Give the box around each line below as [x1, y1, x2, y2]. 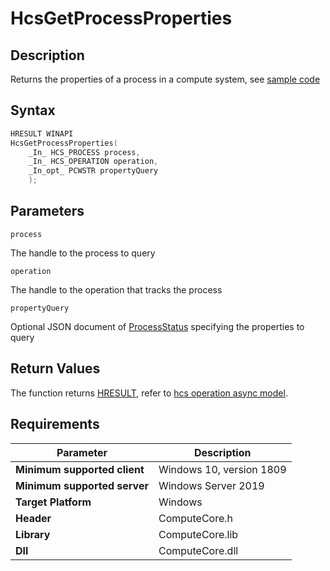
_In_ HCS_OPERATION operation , [28, 157, 159, 167]
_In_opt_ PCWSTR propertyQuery [28, 166, 159, 176]
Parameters [10, 203, 85, 220]
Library [15, 527, 51, 541]
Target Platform [15, 495, 92, 509]
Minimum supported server [15, 478, 149, 492]
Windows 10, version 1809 [158, 462, 287, 476]
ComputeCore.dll [158, 543, 239, 557]
